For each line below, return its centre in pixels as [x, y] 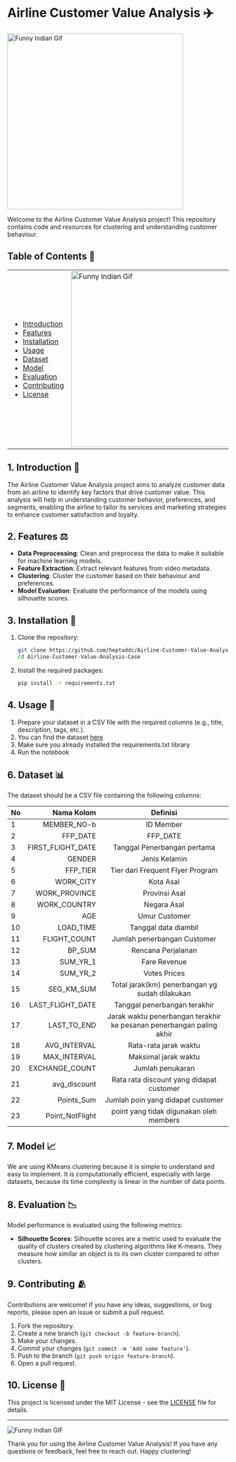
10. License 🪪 [37, 1386]
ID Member [164, 825]
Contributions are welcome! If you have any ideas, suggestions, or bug [110, 1304]
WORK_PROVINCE [66, 893]
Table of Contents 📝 [51, 257]
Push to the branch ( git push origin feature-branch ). [96, 1356]
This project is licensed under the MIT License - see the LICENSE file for [112, 1402]
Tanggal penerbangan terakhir [164, 1005]
